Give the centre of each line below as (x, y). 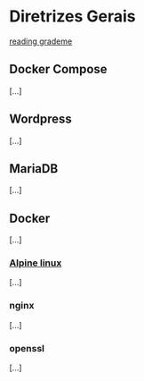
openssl (27, 348)
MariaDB (34, 169)
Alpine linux (36, 263)
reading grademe (41, 41)
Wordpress (41, 119)
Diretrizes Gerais (72, 17)
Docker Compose (59, 69)
